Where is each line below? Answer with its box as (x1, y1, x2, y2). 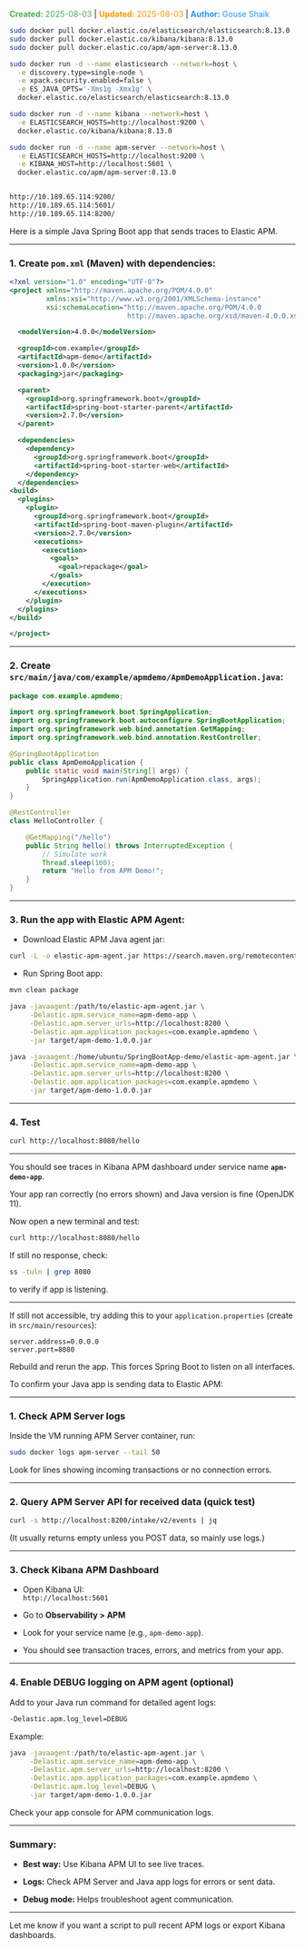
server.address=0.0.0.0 (9, 1337, 100, 1346)
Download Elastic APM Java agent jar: (22, 934, 165, 945)
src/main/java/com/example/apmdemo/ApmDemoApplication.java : (9, 671, 284, 684)
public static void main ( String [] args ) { (25, 766, 189, 775)
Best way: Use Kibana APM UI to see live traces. (22, 1859, 205, 1870)
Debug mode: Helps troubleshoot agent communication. (22, 1894, 234, 1905)
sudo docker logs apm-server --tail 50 (9, 1448, 161, 1457)
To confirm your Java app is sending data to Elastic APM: (9, 1378, 224, 1389)
